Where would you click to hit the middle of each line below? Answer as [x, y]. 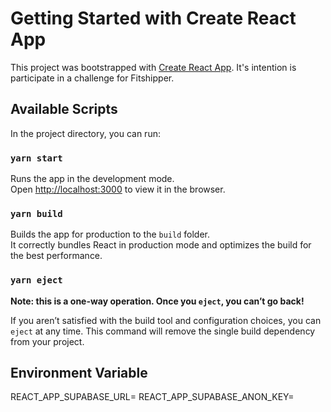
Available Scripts [64, 109]
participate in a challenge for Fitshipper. [92, 78]
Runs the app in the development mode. [92, 179]
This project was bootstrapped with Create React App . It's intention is [153, 67]
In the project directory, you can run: [85, 133]
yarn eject [36, 280]
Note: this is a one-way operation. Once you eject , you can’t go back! [157, 301]
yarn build [36, 213]
